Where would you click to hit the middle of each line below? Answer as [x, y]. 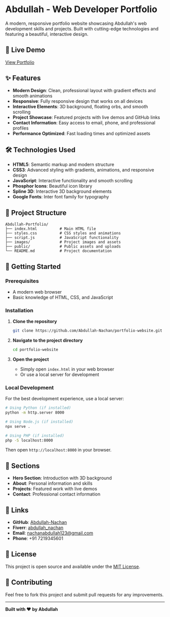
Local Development [30, 387]
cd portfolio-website [35, 350]
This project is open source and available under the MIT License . [73, 566]
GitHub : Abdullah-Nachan [40, 522]
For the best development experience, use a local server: [65, 399]
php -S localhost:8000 [29, 440]
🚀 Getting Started [33, 266]
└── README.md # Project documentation [59, 251]
